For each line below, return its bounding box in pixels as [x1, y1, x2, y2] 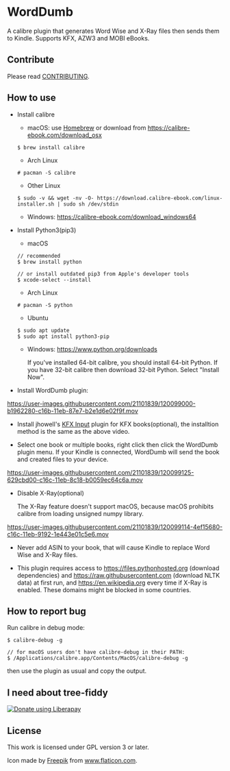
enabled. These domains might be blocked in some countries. [16, 585, 192, 593]
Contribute [7, 54, 55, 66]
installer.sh [16, 200, 55, 208]
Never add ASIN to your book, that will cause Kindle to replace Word [16, 543, 210, 552]
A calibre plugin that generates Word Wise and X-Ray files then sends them [7, 27, 220, 35]
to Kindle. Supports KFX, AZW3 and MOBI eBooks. [7, 34, 150, 42]
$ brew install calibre [16, 144, 86, 151]
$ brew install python [16, 258, 82, 265]
